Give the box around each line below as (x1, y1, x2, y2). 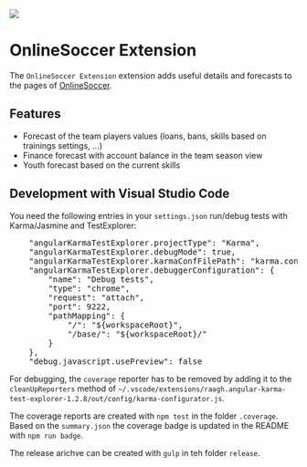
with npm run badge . (9, 430, 84, 441)
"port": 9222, (48, 301, 111, 312)
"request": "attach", (48, 292, 145, 303)
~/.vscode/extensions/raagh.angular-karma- (118, 384, 286, 394)
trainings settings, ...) (22, 140, 103, 150)
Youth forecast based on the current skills (22, 160, 181, 171)
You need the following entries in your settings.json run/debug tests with (9, 210, 288, 221)
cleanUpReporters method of (9, 383, 117, 394)
